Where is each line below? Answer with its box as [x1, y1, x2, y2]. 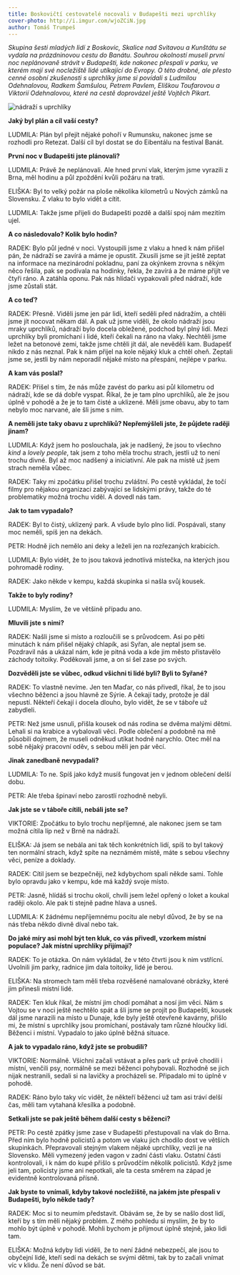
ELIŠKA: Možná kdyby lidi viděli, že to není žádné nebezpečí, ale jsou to [8, 1246, 219, 1254]
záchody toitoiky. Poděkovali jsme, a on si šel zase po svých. [8, 655, 188, 664]
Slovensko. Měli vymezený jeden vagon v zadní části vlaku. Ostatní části [8, 1151, 221, 1160]
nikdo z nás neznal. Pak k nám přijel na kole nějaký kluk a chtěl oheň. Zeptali [8, 347, 233, 356]
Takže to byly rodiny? [8, 591, 74, 600]
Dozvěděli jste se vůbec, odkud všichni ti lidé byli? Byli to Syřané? [8, 669, 208, 678]
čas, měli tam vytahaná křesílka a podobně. [8, 1101, 136, 1109]
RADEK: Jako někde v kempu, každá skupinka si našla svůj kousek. [8, 577, 206, 586]
